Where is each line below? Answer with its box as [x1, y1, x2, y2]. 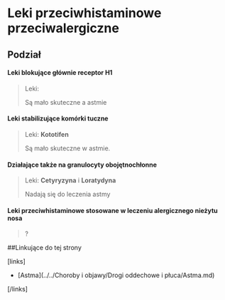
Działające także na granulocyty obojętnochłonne [7, 160, 158, 169]
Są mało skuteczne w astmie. [24, 144, 111, 152]
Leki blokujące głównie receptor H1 [7, 68, 113, 77]
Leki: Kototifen [24, 130, 69, 138]
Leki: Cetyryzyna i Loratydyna [24, 176, 116, 185]
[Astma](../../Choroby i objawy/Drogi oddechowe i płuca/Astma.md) [17, 271, 215, 279]
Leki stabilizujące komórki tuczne [7, 114, 109, 123]
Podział [7, 48, 41, 61]
